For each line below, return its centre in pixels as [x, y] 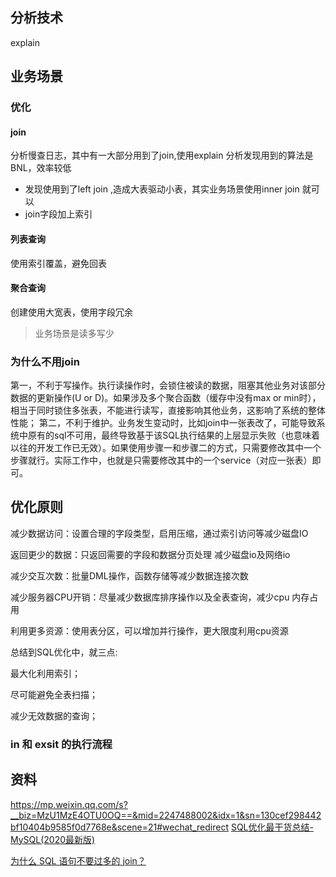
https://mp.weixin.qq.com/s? [69, 804]
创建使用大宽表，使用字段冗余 [71, 312]
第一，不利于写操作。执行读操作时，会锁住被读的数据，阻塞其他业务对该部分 [168, 385]
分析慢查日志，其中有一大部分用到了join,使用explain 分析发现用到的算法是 [162, 155]
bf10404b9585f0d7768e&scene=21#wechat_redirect [119, 827]
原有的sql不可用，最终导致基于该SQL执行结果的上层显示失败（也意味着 [173, 435]
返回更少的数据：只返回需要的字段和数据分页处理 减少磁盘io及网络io [150, 554]
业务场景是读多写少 [74, 333]
